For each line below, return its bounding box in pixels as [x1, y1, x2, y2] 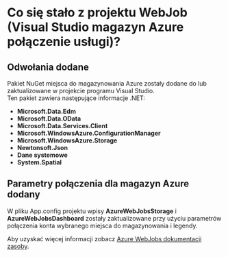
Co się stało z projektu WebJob [7, 5, 188, 21]
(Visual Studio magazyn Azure [7, 19, 184, 35]
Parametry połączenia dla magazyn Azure [7, 178, 190, 190]
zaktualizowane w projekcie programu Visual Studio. [7, 87, 155, 95]
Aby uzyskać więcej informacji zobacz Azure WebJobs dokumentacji [7, 234, 202, 243]
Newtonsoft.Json [16, 144, 68, 151]
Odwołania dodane [7, 61, 89, 73]
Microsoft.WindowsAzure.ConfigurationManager [16, 129, 161, 137]
